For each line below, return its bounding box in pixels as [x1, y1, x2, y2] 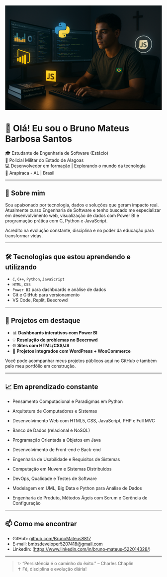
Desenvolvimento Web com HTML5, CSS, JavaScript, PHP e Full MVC [12, 417, 155, 423]
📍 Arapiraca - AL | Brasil [5, 170, 55, 176]
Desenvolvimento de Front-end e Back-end [12, 446, 101, 453]
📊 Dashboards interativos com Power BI [12, 330, 98, 336]
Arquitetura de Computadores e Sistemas [12, 408, 97, 414]
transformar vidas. [5, 233, 43, 239]
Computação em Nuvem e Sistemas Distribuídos [12, 466, 112, 472]
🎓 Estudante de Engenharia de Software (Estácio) [5, 150, 108, 156]
